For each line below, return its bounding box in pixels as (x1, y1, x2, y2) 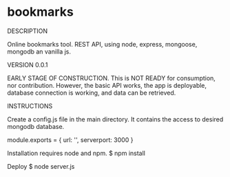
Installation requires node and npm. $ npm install (7, 149, 146, 157)
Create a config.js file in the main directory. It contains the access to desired (7, 115, 224, 123)
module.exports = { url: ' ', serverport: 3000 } (7, 135, 134, 144)
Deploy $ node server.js (7, 162, 75, 170)
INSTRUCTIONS (7, 102, 53, 110)
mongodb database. (7, 122, 65, 130)
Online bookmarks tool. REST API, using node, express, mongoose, (7, 40, 198, 48)
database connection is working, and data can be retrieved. (7, 88, 176, 97)
